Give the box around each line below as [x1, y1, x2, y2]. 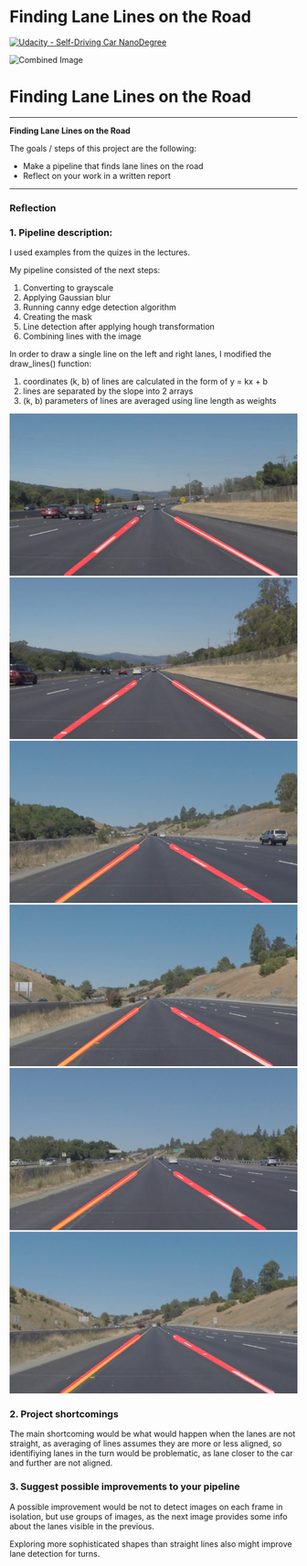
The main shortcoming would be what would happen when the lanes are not [9, 1428, 296, 1440]
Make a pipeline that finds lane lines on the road [22, 160, 204, 171]
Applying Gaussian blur [22, 292, 111, 303]
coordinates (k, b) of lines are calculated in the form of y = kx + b [22, 376, 268, 387]
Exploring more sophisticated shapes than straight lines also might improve [9, 1538, 292, 1550]
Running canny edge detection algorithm [22, 302, 176, 312]
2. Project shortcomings [9, 1408, 119, 1421]
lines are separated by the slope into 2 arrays [22, 386, 194, 397]
